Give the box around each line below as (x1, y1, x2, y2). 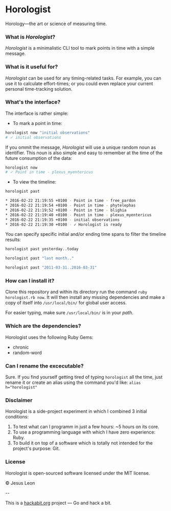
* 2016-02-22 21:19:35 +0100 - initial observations (5, 217, 120, 222)
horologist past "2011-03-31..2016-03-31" (5, 265, 97, 270)
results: (5, 237, 21, 243)
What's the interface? (5, 98, 61, 106)
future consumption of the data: (5, 155, 72, 161)
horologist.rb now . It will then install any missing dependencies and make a (5, 294, 165, 300)
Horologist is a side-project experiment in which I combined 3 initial (5, 408, 147, 415)
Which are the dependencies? (5, 322, 82, 330)
